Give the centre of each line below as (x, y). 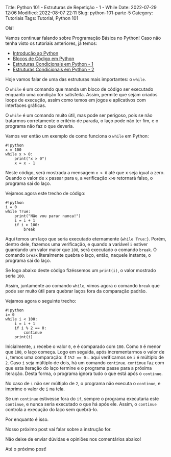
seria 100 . (15, 276)
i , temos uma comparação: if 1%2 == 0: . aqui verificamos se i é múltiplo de (85, 357)
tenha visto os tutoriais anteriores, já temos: (51, 43)
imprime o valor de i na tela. (35, 389)
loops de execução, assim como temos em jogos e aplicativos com (76, 100)
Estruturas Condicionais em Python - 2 (53, 69)
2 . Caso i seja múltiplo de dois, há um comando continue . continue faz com (85, 363)
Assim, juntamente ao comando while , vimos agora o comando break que (82, 286)
